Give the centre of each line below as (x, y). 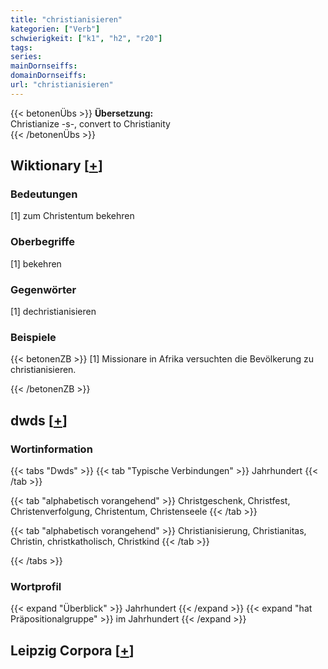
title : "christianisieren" (66, 19)
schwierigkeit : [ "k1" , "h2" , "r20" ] (86, 38)
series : (26, 57)
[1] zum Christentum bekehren (72, 216)
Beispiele (33, 337)
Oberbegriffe (42, 242)
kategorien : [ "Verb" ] (55, 29)
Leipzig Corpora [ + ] (72, 650)
